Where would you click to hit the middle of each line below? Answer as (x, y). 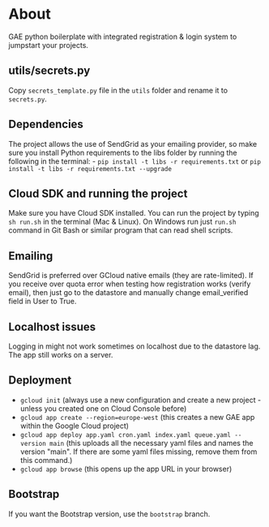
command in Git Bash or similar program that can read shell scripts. (121, 230)
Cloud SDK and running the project (98, 193)
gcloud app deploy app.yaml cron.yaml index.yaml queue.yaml (126, 435)
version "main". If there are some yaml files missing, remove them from (139, 452)
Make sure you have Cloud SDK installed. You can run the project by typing (134, 213)
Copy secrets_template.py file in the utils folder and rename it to (118, 90)
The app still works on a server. (61, 355)
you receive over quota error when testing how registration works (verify (130, 284)
